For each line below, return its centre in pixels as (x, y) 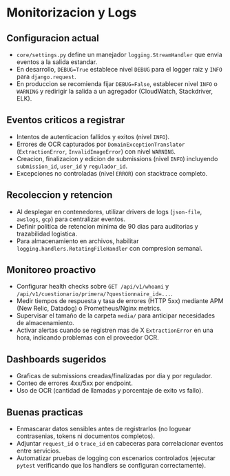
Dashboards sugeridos (56, 359)
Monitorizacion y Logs (72, 13)
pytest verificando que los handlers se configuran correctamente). (111, 466)
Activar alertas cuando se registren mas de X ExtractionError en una (115, 330)
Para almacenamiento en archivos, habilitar (77, 241)
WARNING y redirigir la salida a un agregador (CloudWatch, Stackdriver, (114, 91)
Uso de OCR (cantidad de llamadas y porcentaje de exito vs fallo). (110, 391)
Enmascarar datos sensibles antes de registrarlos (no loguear (104, 429)
